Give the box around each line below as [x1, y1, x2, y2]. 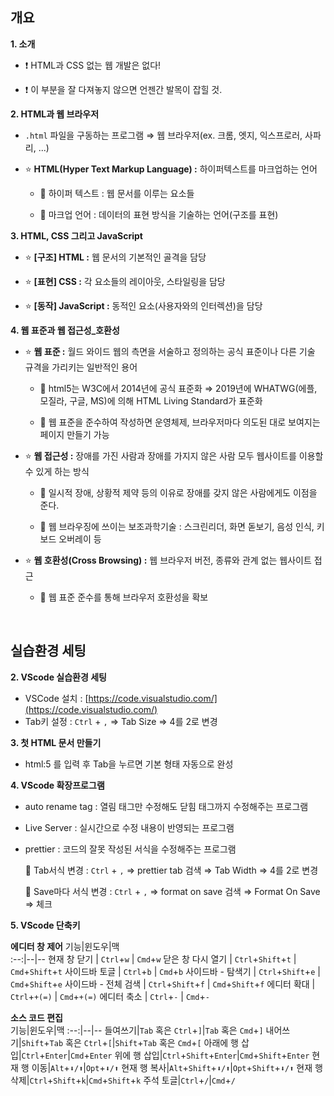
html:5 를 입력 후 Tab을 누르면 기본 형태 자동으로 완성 [24, 758, 234, 770]
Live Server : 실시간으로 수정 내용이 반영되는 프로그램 [24, 821, 235, 833]
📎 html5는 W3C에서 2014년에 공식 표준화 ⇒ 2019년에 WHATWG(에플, [39, 382, 318, 394]
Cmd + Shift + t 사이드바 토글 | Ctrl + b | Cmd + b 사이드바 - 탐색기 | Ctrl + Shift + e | [10, 965, 321, 977]
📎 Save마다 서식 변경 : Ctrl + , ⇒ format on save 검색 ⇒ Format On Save [24, 885, 321, 897]
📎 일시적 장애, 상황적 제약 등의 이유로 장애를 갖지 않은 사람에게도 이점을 [39, 486, 318, 498]
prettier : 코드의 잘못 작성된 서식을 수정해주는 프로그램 [24, 843, 237, 855]
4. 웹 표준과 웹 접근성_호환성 [10, 324, 120, 336]
